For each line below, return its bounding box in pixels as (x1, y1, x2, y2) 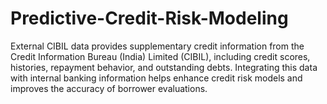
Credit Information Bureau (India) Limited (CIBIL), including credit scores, (10, 50, 311, 62)
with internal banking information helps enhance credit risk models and (10, 72, 303, 84)
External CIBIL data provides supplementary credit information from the (10, 40, 305, 52)
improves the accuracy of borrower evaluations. (10, 82, 208, 94)
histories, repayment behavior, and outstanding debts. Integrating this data (10, 61, 318, 73)
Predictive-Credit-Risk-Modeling (10, 7, 289, 30)
